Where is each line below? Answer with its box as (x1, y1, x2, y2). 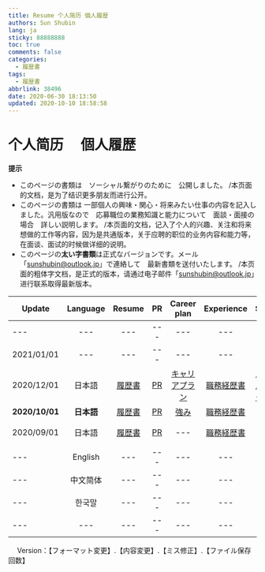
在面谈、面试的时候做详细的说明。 (19, 240, 131, 249)
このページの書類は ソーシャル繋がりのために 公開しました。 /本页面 (19, 181, 252, 190)
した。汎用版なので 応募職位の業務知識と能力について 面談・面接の (26, 210, 255, 219)
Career (170, 298, 197, 309)
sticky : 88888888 (8, 33, 65, 42)
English (72, 451, 100, 462)
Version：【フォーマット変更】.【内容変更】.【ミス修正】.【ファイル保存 (17, 546, 252, 555)
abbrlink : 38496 (8, 84, 62, 93)
